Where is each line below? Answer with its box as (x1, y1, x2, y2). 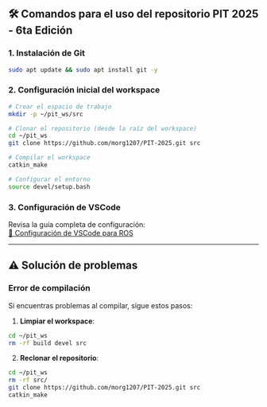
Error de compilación (8, 283, 91, 294)
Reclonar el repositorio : (19, 354, 99, 363)
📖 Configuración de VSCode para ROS (8, 229, 133, 238)
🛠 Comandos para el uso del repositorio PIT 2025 (8, 7, 259, 21)
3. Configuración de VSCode (8, 202, 122, 213)
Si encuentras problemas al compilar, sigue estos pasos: (8, 300, 193, 310)
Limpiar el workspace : (19, 316, 95, 326)
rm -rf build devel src (8, 339, 87, 347)
